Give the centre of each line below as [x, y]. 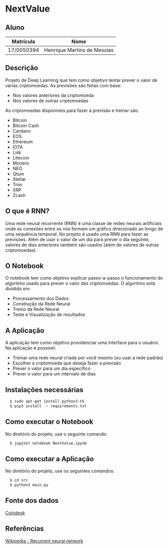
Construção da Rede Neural [41, 304]
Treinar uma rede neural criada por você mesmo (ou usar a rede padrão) [88, 358]
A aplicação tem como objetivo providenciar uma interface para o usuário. [82, 343]
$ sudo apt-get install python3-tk [47, 402]
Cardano [22, 131]
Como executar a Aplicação [50, 459]
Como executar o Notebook [49, 422]
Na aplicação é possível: [31, 348]
